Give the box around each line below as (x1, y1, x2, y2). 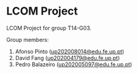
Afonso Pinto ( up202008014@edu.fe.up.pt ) (15, 47, 125, 55)
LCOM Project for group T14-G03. (6, 24, 92, 32)
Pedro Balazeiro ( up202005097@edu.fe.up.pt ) (15, 61, 133, 68)
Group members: (6, 36, 49, 43)
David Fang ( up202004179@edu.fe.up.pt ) (15, 54, 120, 61)
